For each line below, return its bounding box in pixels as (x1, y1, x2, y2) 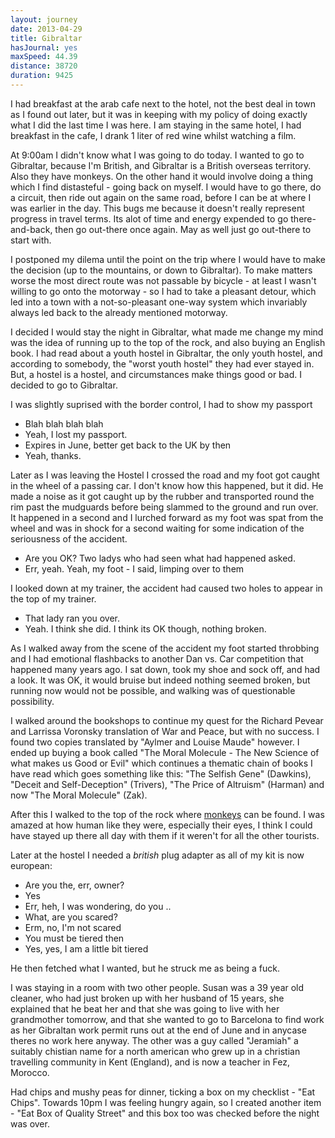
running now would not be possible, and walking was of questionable (10, 684, 296, 696)
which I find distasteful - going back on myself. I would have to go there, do (10, 181, 322, 193)
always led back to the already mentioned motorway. (10, 306, 228, 318)
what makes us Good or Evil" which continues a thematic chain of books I (10, 757, 313, 769)
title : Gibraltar (10, 33, 83, 43)
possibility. (10, 695, 55, 707)
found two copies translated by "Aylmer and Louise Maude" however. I (10, 736, 300, 748)
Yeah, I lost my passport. (24, 428, 128, 440)
